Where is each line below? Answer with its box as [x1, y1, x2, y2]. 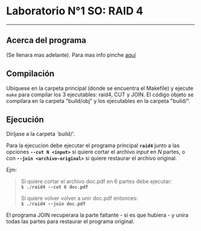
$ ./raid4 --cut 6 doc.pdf [20, 184, 89, 190]
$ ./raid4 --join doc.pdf [20, 201, 86, 207]
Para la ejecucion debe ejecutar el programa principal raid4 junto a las [6, 142, 180, 149]
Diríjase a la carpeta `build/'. [6, 130, 75, 138]
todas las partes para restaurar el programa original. [6, 218, 135, 225]
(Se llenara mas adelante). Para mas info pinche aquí [6, 51, 136, 58]
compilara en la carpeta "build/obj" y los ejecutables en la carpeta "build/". [6, 97, 191, 104]
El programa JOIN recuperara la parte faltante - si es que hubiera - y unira [6, 211, 188, 219]
